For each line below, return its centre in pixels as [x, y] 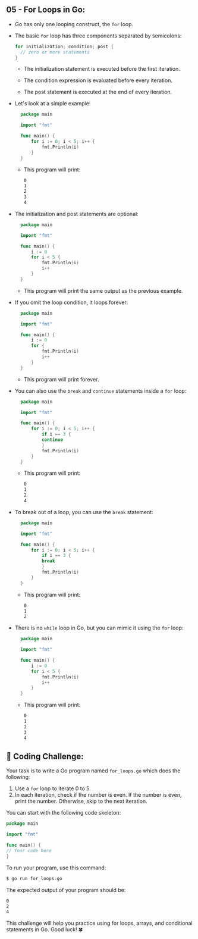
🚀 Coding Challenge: [45, 756]
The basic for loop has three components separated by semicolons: [98, 36]
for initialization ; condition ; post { [64, 46]
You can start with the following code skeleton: [64, 813]
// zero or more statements [55, 52]
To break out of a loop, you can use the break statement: [84, 512]
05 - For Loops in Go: [46, 10]
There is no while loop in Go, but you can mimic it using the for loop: [99, 628]
